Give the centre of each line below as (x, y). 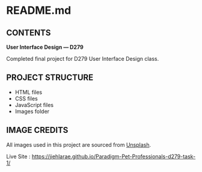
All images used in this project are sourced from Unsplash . (79, 144)
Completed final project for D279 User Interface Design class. (83, 59)
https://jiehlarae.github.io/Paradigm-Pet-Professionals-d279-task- (114, 156)
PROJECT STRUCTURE (50, 78)
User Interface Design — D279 (45, 47)
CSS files (26, 98)
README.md (39, 11)
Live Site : (18, 156)
